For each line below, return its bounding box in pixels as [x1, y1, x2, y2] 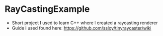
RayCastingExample [4, 3, 90, 15]
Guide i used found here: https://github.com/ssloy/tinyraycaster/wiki [11, 25, 152, 31]
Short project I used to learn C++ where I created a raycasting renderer [11, 20, 158, 26]
